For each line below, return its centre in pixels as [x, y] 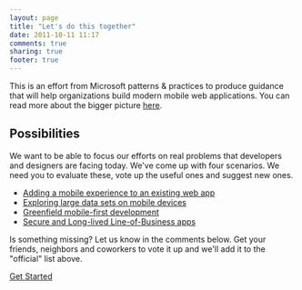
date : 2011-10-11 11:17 [55, 35]
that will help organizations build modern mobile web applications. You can [150, 95]
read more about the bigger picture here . [86, 105]
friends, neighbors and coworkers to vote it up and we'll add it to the [137, 249]
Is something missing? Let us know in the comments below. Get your [138, 239]
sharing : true [36, 52]
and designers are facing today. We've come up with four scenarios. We [145, 165]
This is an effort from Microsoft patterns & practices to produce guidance [146, 86]
